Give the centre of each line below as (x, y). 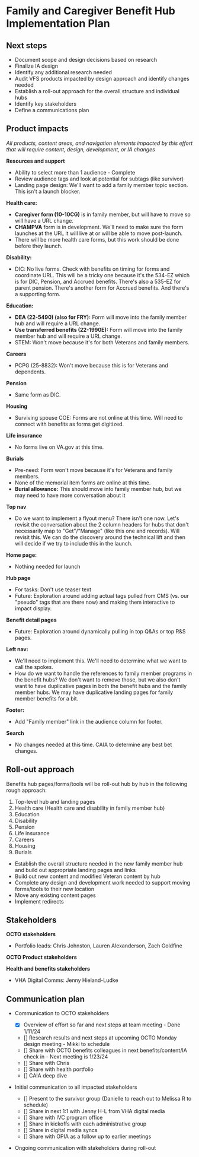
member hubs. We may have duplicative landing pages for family (94, 692)
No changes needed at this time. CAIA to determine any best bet (93, 744)
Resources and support (36, 161)
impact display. (33, 608)
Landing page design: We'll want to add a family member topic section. (101, 185)
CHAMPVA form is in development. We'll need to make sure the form (99, 227)
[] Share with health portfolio (58, 1069)
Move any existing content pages (55, 895)
